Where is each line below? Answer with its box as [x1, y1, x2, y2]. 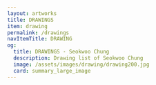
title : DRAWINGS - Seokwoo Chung [13, 49, 110, 56]
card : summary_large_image [13, 67, 91, 74]
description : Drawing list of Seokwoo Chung [13, 55, 144, 62]
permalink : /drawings [7, 29, 70, 36]
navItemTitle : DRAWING [7, 36, 72, 42]
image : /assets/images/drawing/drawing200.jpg [13, 61, 150, 68]
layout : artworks [7, 10, 57, 17]
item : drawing [7, 23, 48, 29]
